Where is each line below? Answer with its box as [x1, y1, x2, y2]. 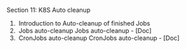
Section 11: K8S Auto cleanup [6, 6, 91, 14]
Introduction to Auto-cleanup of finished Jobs [18, 19, 151, 27]
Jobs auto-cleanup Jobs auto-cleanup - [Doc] [18, 27, 152, 35]
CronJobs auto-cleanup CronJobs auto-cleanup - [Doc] [18, 34, 180, 42]
